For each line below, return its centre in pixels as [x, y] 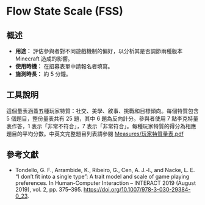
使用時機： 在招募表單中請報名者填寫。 [64, 66]
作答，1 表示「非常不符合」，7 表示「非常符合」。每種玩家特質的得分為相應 [104, 126]
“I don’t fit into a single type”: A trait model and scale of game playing [102, 176]
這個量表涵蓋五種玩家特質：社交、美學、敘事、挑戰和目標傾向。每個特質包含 [103, 110]
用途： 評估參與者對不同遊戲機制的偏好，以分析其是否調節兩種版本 [99, 51]
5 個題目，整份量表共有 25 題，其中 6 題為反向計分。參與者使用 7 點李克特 [100, 118]
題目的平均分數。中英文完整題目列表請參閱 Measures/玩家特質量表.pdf [95, 134]
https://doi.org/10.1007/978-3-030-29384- [137, 189]
